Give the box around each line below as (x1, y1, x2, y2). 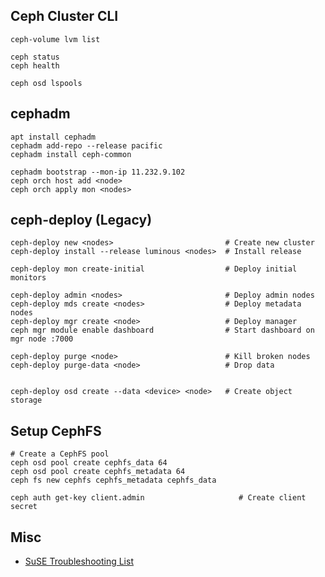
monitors (10, 273, 47, 283)
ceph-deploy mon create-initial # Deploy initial (10, 264, 298, 274)
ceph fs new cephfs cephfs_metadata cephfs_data (10, 475, 217, 486)
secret (10, 502, 38, 512)
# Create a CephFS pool (10, 449, 110, 459)
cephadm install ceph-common (10, 149, 132, 159)
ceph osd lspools (10, 78, 83, 88)
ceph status (10, 52, 60, 62)
